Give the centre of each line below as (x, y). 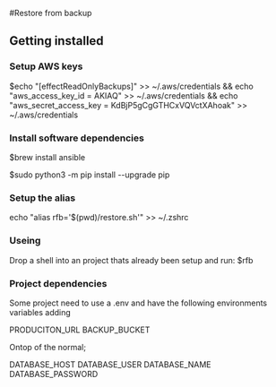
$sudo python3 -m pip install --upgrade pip (90, 175)
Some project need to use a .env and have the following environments (138, 303)
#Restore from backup (51, 13)
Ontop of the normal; (48, 347)
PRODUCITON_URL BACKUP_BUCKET (80, 330)
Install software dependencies (77, 138)
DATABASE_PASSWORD (54, 374)
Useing (25, 241)
